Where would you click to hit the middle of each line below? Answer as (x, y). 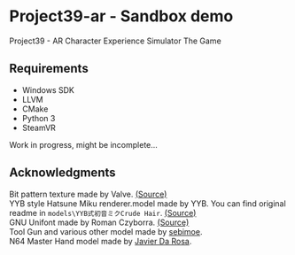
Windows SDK (48, 89)
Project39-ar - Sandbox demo (121, 16)
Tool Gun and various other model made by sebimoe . (106, 231)
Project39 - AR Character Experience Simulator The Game (115, 41)
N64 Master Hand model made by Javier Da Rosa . (101, 241)
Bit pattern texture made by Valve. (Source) (88, 194)
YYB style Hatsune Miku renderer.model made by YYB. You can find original (147, 203)
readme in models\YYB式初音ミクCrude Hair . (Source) (103, 212)
